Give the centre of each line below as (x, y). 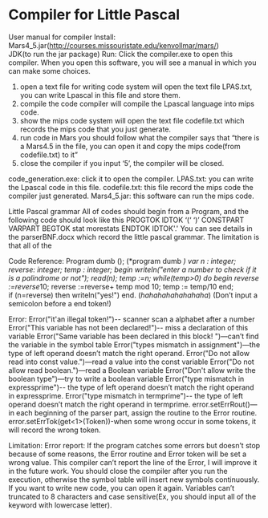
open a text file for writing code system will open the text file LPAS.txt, (136, 87)
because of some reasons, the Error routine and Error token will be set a (128, 454)
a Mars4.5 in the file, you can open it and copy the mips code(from (130, 146)
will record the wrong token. (55, 430)
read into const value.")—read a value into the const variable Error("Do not (131, 362)
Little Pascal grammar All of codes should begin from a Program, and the (128, 211)
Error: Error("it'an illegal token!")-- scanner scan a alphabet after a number (132, 319)
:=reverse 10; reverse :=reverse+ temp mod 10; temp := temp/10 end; (121, 286)
